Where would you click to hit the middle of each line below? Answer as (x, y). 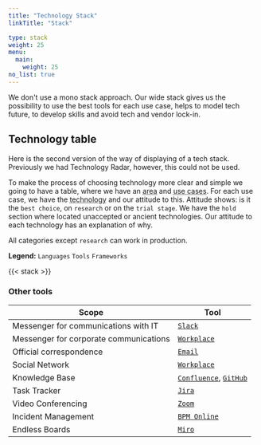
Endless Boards (41, 429)
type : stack (28, 37)
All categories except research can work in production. (98, 240)
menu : (17, 53)
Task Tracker (37, 390)
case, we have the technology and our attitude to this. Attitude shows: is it (129, 199)
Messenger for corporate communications (91, 338)
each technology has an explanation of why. (80, 225)
